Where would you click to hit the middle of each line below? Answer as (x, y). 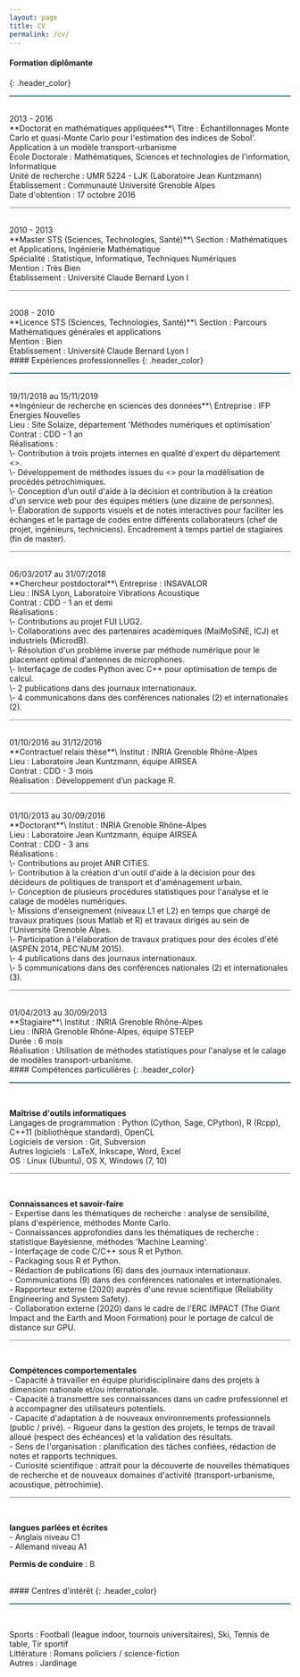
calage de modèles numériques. (68, 901)
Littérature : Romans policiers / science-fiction (95, 1653)
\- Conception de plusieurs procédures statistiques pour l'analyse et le (139, 891)
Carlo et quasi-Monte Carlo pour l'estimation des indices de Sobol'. (133, 137)
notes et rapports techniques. (64, 1456)
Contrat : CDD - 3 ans (49, 844)
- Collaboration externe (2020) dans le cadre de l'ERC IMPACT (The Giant (145, 1308)
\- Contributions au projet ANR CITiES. (79, 863)
